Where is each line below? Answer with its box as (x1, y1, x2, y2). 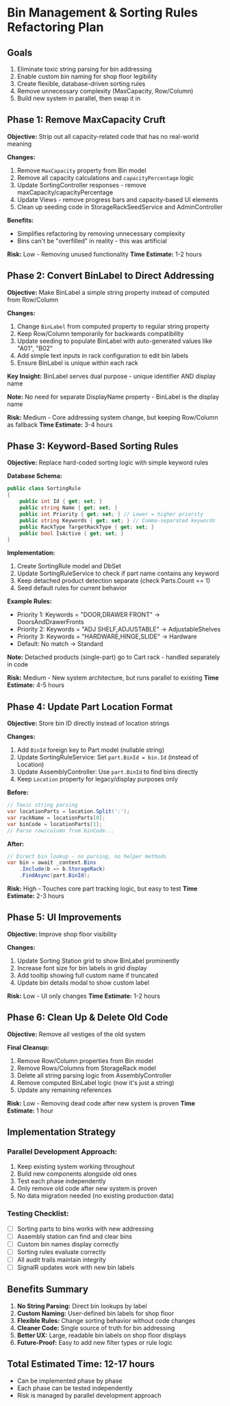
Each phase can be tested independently (16, 1383, 133, 1392)
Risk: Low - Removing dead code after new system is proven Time (7, 1099, 196, 1107)
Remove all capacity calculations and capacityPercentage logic (16, 173, 194, 181)
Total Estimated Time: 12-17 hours (7, 1359, 155, 1370)
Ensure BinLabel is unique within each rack (16, 359, 139, 367)
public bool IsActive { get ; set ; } (19, 530, 125, 537)
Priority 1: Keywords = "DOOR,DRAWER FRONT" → (16, 610, 160, 619)
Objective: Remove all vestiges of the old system (7, 1029, 146, 1038)
